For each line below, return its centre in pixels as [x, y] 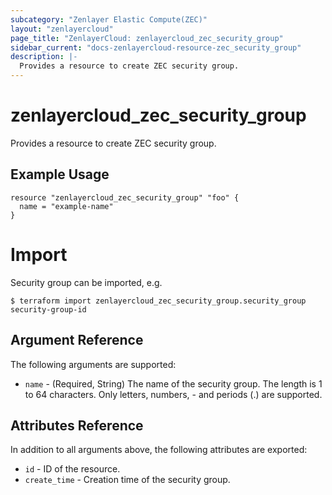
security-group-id [48, 309]
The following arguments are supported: [93, 364]
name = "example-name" [66, 206]
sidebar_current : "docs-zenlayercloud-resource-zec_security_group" [156, 47]
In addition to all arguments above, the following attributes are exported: [159, 450]
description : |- [44, 57]
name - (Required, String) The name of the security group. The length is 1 [173, 383]
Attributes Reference [77, 425]
